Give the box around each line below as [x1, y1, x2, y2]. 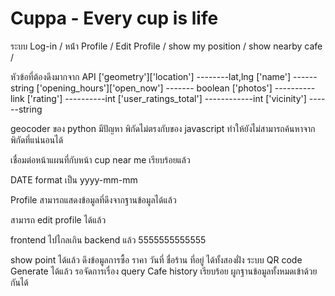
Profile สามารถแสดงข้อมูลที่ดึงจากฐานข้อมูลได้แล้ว [10, 193, 177, 206]
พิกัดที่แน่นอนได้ [10, 133, 64, 146]
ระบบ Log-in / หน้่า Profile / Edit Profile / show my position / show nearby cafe [10, 40, 323, 52]
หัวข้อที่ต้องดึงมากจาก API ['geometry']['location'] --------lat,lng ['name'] [10, 70, 292, 82]
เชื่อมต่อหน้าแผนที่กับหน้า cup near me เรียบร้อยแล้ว [10, 153, 191, 166]
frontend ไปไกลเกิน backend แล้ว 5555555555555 [10, 233, 207, 246]
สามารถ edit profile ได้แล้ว [10, 213, 107, 226]
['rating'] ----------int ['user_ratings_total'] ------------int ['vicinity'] [26, 92, 307, 104]
